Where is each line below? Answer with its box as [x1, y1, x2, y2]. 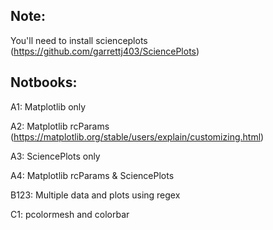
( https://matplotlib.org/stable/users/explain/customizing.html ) [10, 130, 265, 143]
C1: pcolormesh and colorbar [10, 208, 130, 220]
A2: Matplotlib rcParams [10, 120, 110, 132]
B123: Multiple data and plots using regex [10, 189, 181, 201]
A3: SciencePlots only [10, 150, 101, 162]
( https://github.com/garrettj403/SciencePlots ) [10, 45, 200, 57]
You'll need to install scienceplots [10, 34, 148, 46]
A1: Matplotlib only [10, 100, 87, 113]
